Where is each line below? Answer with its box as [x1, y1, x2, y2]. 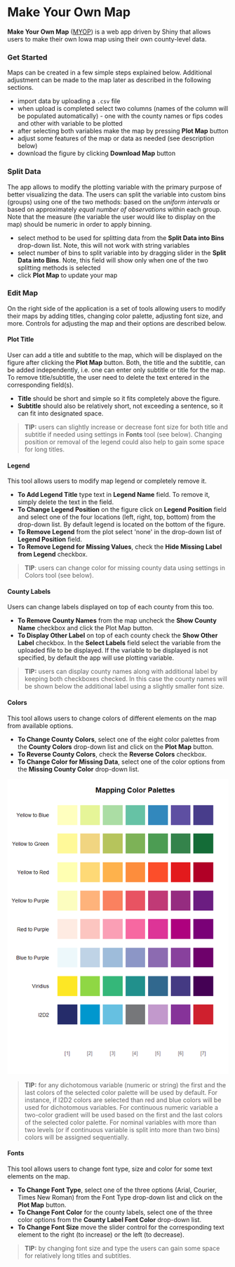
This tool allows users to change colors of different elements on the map [7, 714, 217, 722]
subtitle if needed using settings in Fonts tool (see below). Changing [24, 430, 222, 439]
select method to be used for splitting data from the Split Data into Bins [17, 233, 224, 242]
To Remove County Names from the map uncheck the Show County [17, 616, 217, 625]
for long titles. [24, 445, 65, 453]
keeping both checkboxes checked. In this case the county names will [24, 675, 228, 683]
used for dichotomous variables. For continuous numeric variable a [24, 1103, 219, 1111]
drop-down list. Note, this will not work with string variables [17, 241, 190, 249]
